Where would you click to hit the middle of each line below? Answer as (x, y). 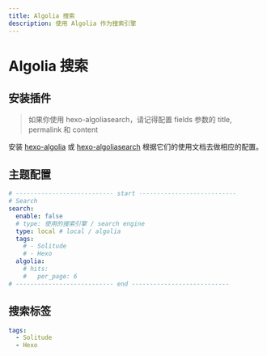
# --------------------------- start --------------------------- (123, 194)
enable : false (39, 216)
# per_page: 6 (51, 276)
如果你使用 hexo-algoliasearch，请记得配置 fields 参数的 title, (130, 119)
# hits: (36, 269)
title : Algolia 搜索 (42, 16)
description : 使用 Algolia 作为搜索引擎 (72, 23)
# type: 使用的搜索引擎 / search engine (81, 223)
